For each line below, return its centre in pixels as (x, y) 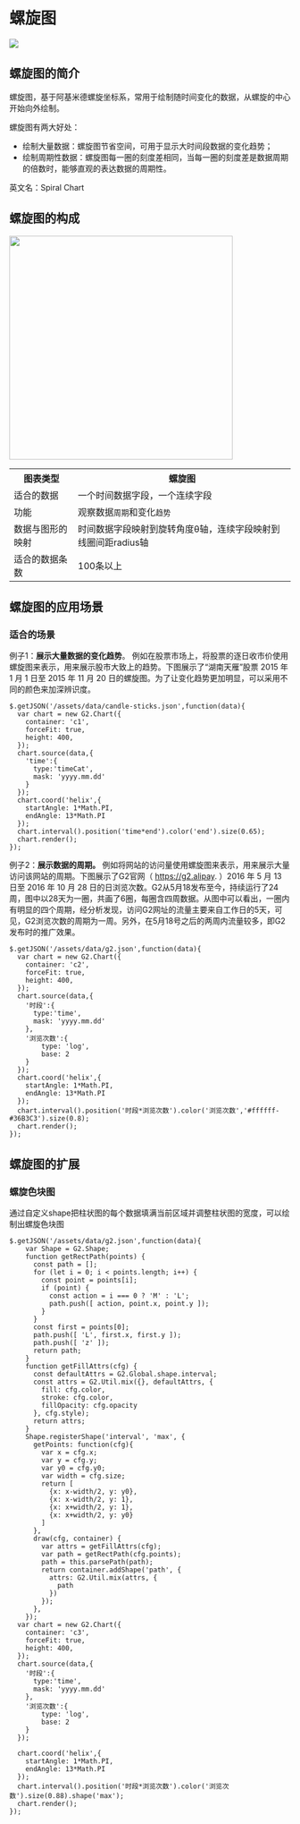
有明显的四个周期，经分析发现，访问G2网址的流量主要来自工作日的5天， (142, 910)
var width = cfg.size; (83, 1476)
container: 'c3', (58, 1632)
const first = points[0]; (81, 1327)
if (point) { (66, 1288)
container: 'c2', (58, 965)
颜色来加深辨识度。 (60, 689)
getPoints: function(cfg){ (83, 1445)
